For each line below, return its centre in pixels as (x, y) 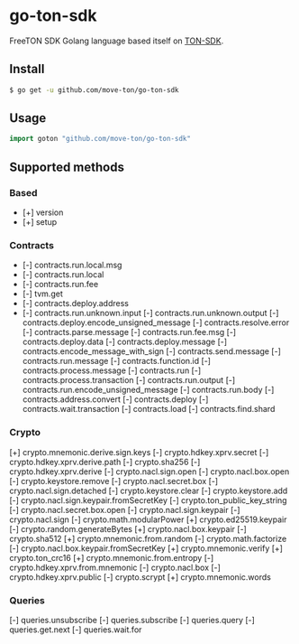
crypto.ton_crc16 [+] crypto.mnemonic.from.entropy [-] (112, 557)
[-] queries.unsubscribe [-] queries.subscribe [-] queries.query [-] (132, 620)
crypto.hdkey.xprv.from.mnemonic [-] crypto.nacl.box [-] (115, 567)
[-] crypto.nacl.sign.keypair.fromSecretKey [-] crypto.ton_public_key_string (148, 500)
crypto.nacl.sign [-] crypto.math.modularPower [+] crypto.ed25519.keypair (148, 519)
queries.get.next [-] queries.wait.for (76, 630)
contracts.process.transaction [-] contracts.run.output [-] (129, 380)
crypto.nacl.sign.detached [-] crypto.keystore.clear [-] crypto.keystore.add (149, 490)
